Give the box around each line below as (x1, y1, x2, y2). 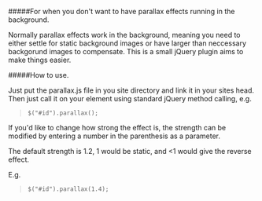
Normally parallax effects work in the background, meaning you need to (8, 31, 241, 39)
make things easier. (8, 55, 72, 64)
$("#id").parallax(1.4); (27, 185, 109, 193)
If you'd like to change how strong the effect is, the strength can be (8, 123, 227, 132)
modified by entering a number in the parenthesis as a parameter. (8, 131, 221, 141)
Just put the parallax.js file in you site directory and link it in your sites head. (8, 86, 254, 95)
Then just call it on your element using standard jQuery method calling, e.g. (8, 94, 252, 103)
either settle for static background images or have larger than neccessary (8, 38, 246, 48)
